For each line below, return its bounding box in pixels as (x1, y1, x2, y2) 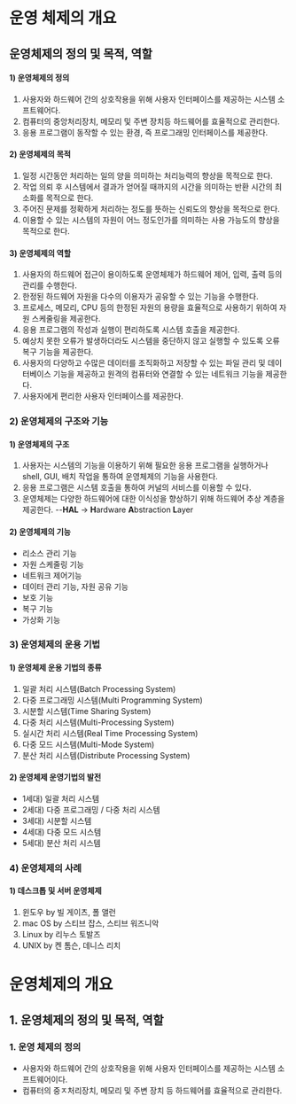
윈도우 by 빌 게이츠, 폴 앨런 (21, 906, 117, 917)
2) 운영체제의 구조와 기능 (9, 416, 109, 428)
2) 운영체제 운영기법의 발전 (9, 772, 102, 782)
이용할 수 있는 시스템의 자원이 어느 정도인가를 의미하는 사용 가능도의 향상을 (21, 214, 281, 225)
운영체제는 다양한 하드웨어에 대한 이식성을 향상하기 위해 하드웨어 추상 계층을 (21, 494, 285, 504)
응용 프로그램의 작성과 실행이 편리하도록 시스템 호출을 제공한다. (21, 324, 241, 335)
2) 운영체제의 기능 (9, 526, 71, 537)
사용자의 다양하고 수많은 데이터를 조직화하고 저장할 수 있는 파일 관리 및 (21, 358, 266, 369)
